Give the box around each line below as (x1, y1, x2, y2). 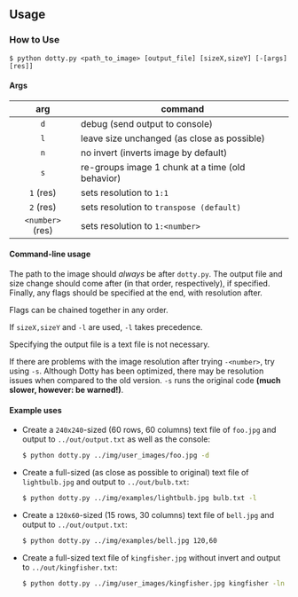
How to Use (9, 34, 60, 46)
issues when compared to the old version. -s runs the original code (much (9, 375, 281, 386)
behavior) (81, 172, 122, 185)
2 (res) (29, 200, 57, 213)
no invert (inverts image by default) (81, 146, 228, 159)
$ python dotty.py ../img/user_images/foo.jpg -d (21, 452, 210, 460)
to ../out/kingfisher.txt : (21, 562, 118, 572)
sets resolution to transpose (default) (81, 200, 241, 213)
